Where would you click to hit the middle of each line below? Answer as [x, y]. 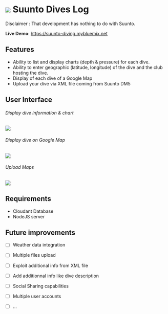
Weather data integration [39, 245]
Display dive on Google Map [35, 140]
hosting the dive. [30, 73]
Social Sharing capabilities [41, 286]
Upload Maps [20, 167]
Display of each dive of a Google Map [52, 78]
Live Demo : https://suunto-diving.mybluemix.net [57, 33]
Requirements [28, 199]
